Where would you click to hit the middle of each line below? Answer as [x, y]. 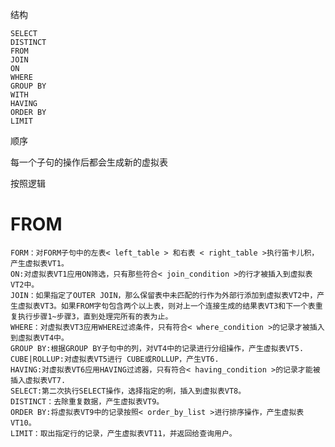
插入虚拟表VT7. [38, 380]
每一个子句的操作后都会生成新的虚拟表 [89, 162]
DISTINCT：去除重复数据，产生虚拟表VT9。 [87, 401]
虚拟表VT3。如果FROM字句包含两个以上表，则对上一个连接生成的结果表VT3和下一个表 [166, 306]
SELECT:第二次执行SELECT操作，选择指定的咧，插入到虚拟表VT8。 [128, 391]
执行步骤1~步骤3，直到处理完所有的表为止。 [95, 316]
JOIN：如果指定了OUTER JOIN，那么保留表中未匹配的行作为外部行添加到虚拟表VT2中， [164, 295]
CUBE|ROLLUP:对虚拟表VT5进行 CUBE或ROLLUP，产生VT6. [115, 359]
